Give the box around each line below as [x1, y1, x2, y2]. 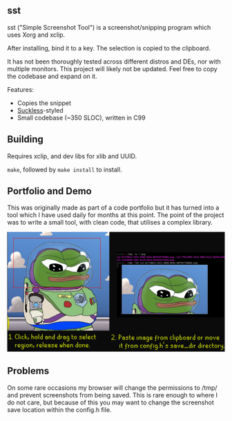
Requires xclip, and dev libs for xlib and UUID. [7, 151, 137, 160]
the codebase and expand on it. [7, 72, 98, 80]
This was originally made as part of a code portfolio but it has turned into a [7, 203, 220, 212]
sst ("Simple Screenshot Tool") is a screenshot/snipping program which [7, 23, 211, 31]
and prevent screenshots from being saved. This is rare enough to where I [7, 391, 218, 399]
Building [7, 133, 43, 145]
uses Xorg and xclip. [7, 30, 66, 39]
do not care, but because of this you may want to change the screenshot [7, 398, 214, 406]
